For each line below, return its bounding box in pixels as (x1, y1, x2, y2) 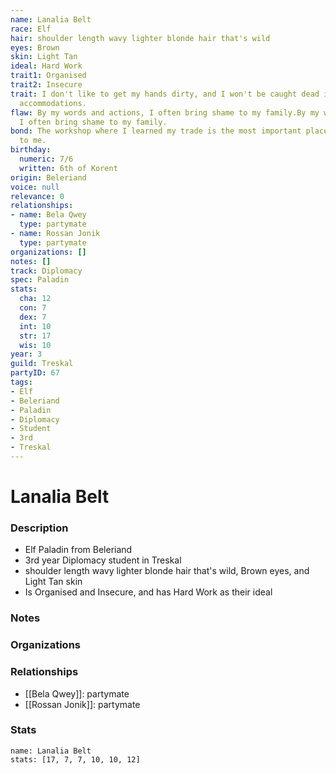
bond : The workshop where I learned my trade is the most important (10, 126, 302, 136)
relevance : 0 (10, 191, 65, 201)
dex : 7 (19, 312, 47, 322)
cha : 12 (19, 294, 52, 304)
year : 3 (10, 349, 43, 360)
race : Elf (10, 24, 52, 34)
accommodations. (19, 98, 87, 108)
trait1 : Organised (10, 71, 87, 81)
